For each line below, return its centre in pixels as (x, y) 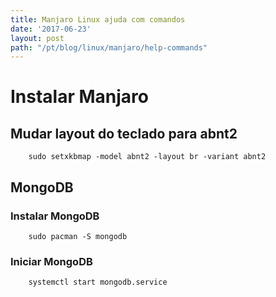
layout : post (37, 38)
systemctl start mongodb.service (98, 282)
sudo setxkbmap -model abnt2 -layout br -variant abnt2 (147, 157)
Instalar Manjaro (80, 97)
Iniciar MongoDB (51, 261)
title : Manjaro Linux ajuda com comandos (98, 19)
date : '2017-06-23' (51, 29)
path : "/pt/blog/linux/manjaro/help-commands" (109, 47)
